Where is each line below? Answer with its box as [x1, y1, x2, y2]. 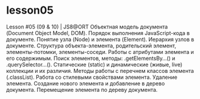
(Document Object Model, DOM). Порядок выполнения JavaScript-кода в [6, 29, 190, 36]
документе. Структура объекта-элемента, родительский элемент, [6, 42, 177, 49]
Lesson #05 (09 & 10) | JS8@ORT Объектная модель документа [6, 23, 168, 30]
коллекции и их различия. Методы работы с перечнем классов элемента [6, 67, 194, 74]
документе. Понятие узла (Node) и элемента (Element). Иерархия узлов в [6, 36, 195, 43]
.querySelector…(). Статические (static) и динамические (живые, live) [6, 60, 183, 68]
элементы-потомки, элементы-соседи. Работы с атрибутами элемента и [6, 48, 194, 55]
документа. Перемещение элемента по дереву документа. [6, 86, 158, 93]
